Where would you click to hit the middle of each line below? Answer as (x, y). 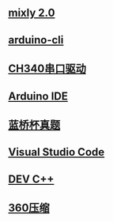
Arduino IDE (38, 96)
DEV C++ (31, 179)
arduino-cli (36, 40)
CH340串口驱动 (47, 69)
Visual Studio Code (56, 152)
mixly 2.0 (32, 13)
